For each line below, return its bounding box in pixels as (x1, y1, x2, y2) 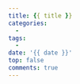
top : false (8, 57, 44, 65)
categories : (8, 19, 48, 27)
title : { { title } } (8, 11, 73, 20)
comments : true (8, 64, 59, 72)
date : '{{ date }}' (8, 49, 73, 57)
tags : (8, 34, 26, 42)
